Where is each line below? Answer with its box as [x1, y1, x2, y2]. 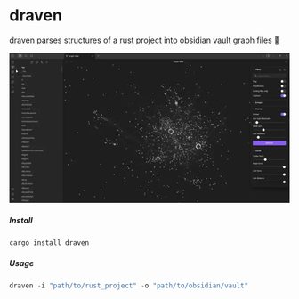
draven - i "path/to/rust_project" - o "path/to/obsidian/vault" [9, 281, 249, 290]
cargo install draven [9, 238, 90, 247]
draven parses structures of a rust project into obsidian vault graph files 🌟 [9, 35, 280, 45]
